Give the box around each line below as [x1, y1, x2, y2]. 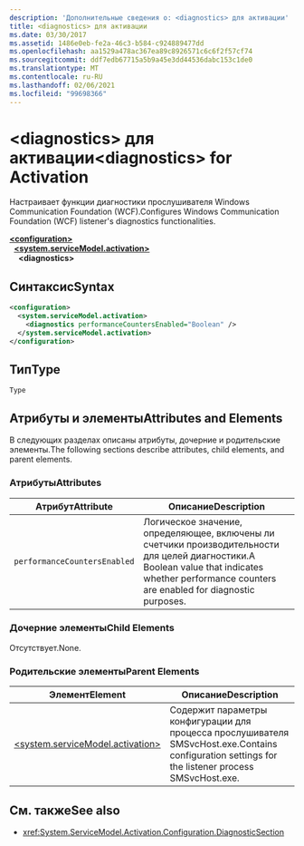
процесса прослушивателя [169, 726, 290, 739]
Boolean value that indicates [143, 560, 264, 573]
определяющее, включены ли [143, 527, 275, 540]
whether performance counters [143, 572, 277, 585]
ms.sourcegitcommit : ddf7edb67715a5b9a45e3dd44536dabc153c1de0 [9, 55, 253, 64]
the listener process [169, 761, 254, 773]
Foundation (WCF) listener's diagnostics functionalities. [9, 216, 216, 227]
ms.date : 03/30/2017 [9, 30, 88, 39]
